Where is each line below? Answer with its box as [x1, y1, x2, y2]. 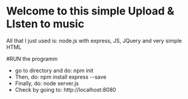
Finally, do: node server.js [14, 80, 79, 87]
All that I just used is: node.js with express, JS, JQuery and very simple [6, 37, 183, 44]
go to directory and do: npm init [14, 66, 94, 74]
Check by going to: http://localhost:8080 [14, 86, 116, 93]
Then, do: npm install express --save [14, 73, 107, 80]
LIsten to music [6, 17, 84, 31]
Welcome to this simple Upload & [6, 4, 175, 18]
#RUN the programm [6, 55, 58, 62]
